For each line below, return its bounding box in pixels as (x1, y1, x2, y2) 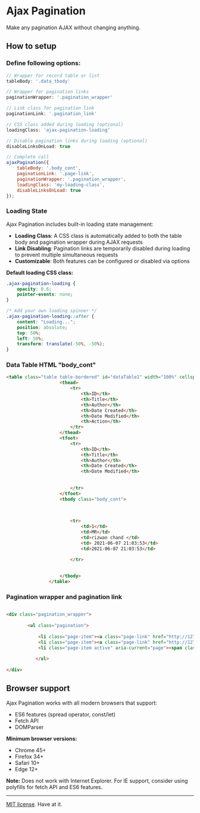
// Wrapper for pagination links (6, 89, 89, 95)
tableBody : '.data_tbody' (6, 78, 70, 84)
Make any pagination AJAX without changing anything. (6, 24, 141, 31)
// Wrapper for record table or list (6, 73, 100, 79)
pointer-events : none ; (17, 291, 73, 297)
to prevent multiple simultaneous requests (14, 251, 118, 258)
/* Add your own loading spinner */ (6, 308, 97, 314)
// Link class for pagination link (6, 105, 95, 111)
